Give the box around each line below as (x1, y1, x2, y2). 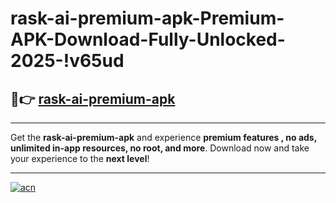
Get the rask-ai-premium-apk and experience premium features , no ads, (10, 132, 317, 143)
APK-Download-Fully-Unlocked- (10, 28, 286, 51)
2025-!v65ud (10, 50, 125, 72)
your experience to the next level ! (10, 153, 150, 164)
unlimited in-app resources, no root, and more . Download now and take (10, 142, 310, 154)
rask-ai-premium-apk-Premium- (10, 7, 285, 30)
